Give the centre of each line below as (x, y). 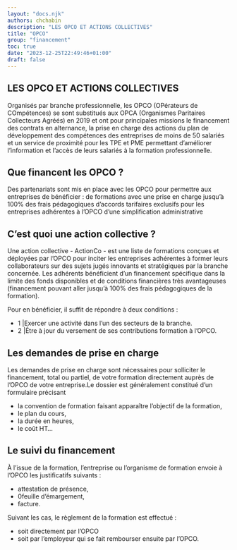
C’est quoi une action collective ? (82, 234)
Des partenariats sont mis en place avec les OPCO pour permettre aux (109, 189)
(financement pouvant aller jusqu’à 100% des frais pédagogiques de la (110, 288)
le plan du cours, (42, 414)
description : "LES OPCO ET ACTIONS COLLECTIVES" (80, 27)
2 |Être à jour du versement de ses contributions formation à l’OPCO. (117, 331)
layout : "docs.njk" (36, 14)
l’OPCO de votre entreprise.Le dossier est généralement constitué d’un (110, 385)
